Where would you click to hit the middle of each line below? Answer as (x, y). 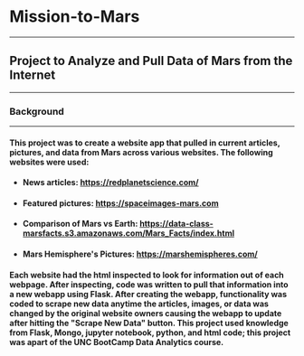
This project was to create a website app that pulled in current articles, (145, 143)
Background (37, 111)
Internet (33, 75)
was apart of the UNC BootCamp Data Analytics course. (117, 342)
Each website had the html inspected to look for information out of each (147, 275)
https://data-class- (177, 224)
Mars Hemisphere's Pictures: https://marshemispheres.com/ (140, 254)
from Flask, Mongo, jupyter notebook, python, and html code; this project (150, 333)
